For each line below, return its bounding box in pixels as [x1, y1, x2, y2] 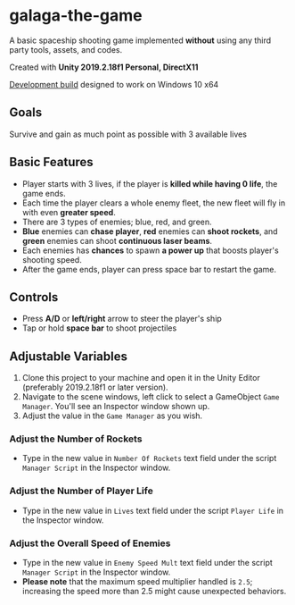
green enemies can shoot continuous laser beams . [21, 235, 212, 246]
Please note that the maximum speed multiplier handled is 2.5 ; [21, 576, 253, 587]
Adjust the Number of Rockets [9, 433, 143, 445]
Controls [9, 290, 59, 305]
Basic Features [9, 155, 94, 170]
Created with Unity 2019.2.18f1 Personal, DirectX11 [9, 62, 199, 72]
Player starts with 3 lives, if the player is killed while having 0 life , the [21, 178, 278, 189]
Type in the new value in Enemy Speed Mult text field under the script [21, 558, 274, 568]
